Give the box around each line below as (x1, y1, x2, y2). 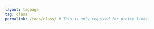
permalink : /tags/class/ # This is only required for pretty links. (5, 16, 150, 21)
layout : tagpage (5, 7, 39, 12)
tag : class (5, 12, 28, 17)
